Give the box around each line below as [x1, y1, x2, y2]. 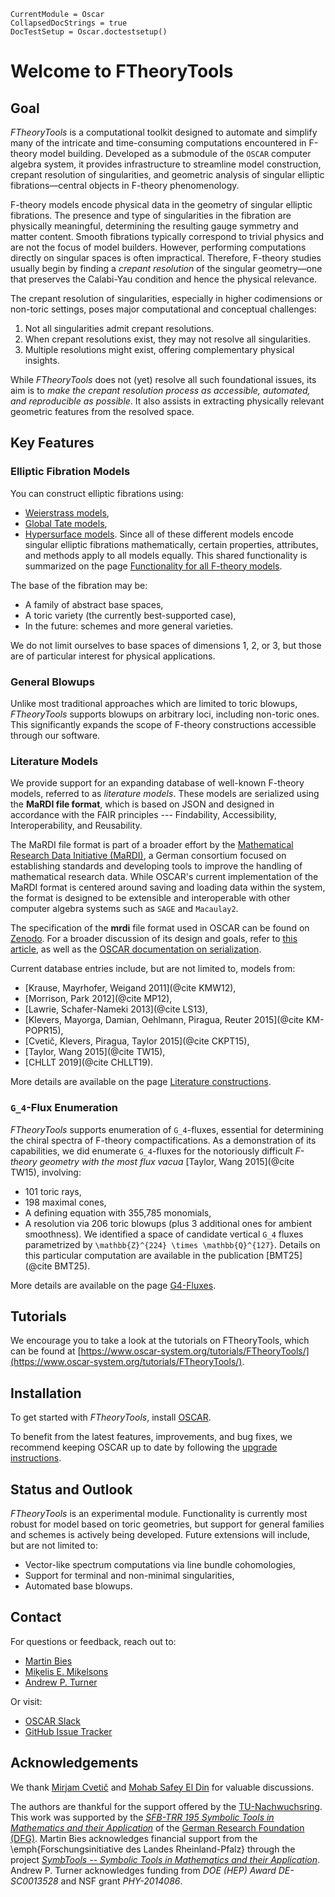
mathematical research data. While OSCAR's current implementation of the [10, 871, 319, 883]
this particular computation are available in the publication [24, 1249, 265, 1261]
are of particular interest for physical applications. [10, 650, 216, 662]
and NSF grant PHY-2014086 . [60, 1875, 183, 1887]
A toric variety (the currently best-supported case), [24, 609, 237, 621]
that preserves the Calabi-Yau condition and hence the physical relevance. [10, 273, 318, 285]
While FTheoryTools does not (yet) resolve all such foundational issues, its [10, 374, 317, 385]
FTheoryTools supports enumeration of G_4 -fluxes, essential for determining [10, 1123, 324, 1135]
